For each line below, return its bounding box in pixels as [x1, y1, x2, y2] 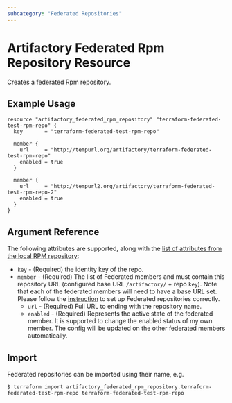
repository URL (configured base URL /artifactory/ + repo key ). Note [17, 280, 217, 289]
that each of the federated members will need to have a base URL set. [17, 287, 217, 295]
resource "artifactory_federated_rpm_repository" [7, 116, 154, 123]
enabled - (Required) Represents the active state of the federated [27, 309, 213, 318]
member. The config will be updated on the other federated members [27, 324, 226, 333]
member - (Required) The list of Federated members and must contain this [17, 273, 225, 281]
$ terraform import [7, 384, 64, 391]
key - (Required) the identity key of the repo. [17, 265, 144, 274]
